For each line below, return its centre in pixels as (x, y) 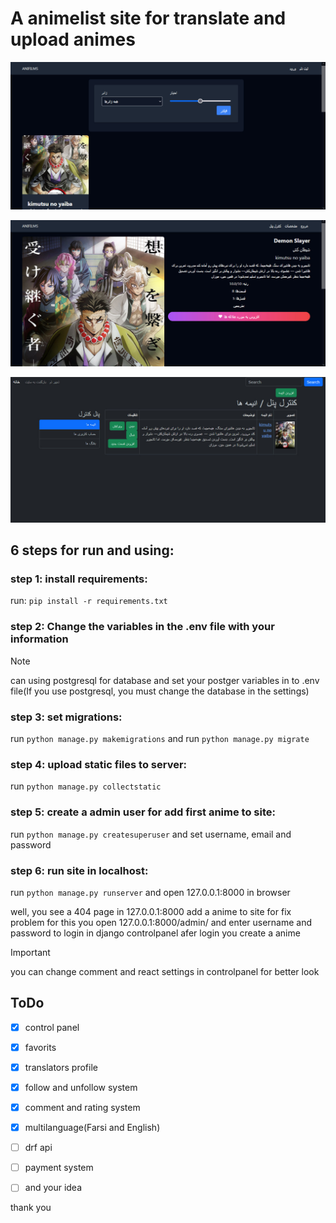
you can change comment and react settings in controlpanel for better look (165, 971)
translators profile (61, 1067)
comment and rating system (82, 1107)
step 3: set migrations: (66, 717)
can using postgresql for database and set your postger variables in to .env (165, 680)
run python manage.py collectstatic (86, 786)
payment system (59, 1168)
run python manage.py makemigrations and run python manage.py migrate (160, 739)
